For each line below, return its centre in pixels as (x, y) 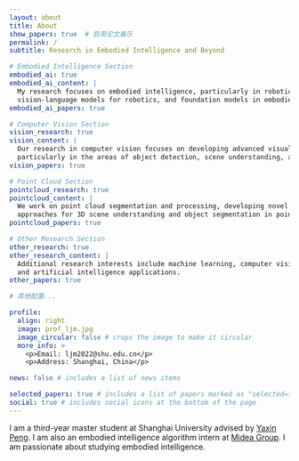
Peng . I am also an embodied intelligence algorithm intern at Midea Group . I (147, 437)
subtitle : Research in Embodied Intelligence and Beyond (117, 51)
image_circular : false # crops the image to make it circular (135, 337)
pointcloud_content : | (51, 198)
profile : (25, 312)
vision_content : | (43, 141)
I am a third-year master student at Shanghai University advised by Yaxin (143, 427)
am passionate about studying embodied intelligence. (108, 447)
